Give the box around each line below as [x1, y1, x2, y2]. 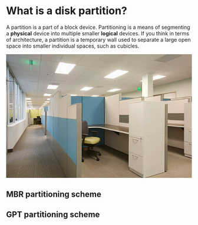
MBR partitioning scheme [6, 190, 101, 200]
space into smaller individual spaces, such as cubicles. [6, 42, 140, 49]
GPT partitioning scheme [6, 209, 100, 219]
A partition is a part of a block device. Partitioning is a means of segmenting [6, 24, 190, 31]
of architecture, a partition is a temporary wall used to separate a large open [6, 36, 192, 43]
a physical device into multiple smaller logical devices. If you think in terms [6, 29, 190, 37]
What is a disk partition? [6, 4, 128, 18]
